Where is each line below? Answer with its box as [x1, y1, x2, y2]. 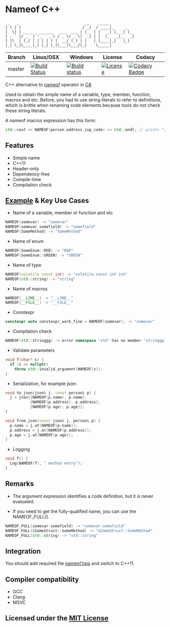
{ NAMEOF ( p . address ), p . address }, [30, 400, 101, 405]
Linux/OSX [32, 53, 60, 60]
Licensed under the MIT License [5, 614, 109, 622]
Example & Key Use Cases [5, 196, 90, 205]
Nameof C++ [5, 4, 61, 15]
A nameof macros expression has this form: [5, 117, 96, 123]
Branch [8, 53, 26, 60]
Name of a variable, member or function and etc [12, 210, 113, 216]
